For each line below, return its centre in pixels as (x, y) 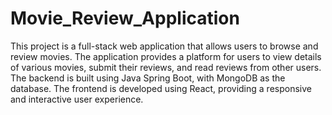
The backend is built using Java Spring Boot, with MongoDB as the (148, 78)
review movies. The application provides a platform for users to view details (166, 56)
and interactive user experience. (77, 99)
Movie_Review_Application (125, 18)
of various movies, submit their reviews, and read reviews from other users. (166, 67)
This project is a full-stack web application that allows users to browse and (164, 46)
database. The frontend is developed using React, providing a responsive (161, 88)
